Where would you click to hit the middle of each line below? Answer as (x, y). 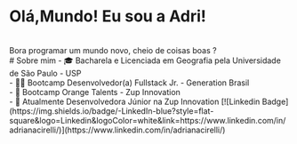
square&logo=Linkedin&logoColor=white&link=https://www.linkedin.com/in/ (148, 120)
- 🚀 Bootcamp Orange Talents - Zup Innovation (95, 92)
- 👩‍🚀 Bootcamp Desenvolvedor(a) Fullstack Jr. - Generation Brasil (129, 83)
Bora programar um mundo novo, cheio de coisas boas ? (113, 50)
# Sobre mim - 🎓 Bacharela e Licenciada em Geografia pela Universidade (145, 60)
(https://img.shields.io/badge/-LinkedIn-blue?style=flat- (112, 111)
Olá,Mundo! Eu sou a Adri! (108, 16)
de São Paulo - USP (45, 73)
